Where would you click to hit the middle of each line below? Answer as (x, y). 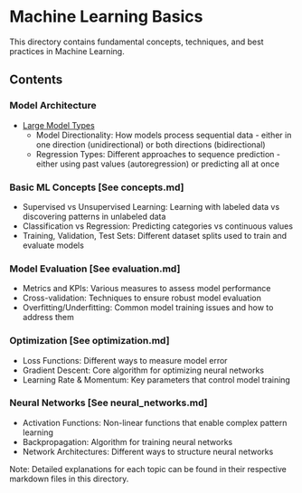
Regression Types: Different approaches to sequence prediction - (158, 154)
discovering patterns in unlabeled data (94, 216)
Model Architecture (53, 106)
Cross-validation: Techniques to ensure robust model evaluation (142, 298)
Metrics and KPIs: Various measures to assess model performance (146, 289)
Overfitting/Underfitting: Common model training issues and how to (148, 308)
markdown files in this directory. (69, 479)
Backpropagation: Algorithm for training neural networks (127, 441)
